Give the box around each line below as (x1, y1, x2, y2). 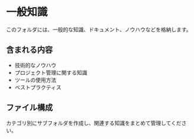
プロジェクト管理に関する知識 (14, 69, 87, 76)
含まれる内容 (6, 45, 53, 55)
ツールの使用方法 (14, 76, 57, 83)
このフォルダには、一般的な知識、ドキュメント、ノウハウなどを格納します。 (6, 26, 192, 33)
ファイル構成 (6, 102, 53, 112)
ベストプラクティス (14, 84, 62, 91)
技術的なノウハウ (14, 61, 57, 68)
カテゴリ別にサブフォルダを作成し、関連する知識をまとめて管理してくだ (6, 119, 182, 127)
